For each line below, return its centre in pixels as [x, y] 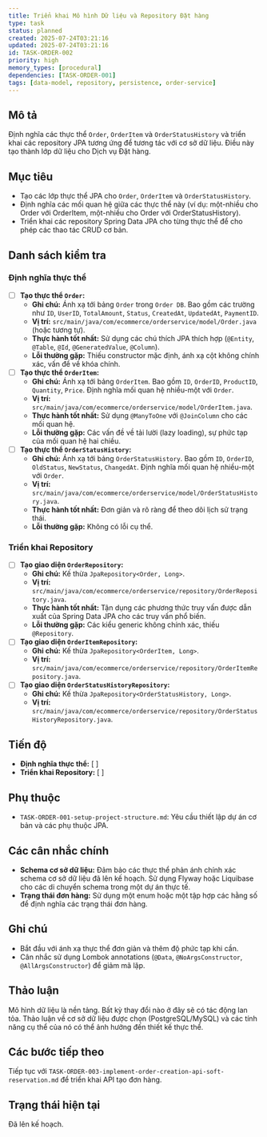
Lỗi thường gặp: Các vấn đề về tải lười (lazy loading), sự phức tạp [139, 432]
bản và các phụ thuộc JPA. [64, 826]
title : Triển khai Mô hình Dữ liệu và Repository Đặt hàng [109, 16]
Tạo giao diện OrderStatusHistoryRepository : [95, 685]
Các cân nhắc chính [59, 851]
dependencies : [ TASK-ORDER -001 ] [62, 75]
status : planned [35, 30]
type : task [26, 23]
